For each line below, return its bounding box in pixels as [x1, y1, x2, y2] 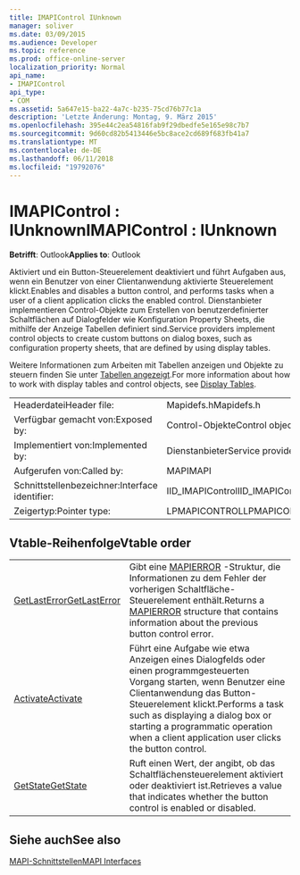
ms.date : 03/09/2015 [9, 29, 87, 38]
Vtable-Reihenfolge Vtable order [9, 535, 192, 550]
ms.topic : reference [9, 46, 87, 55]
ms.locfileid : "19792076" [9, 162, 105, 171]
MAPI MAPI [166, 465, 212, 478]
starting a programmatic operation [129, 721, 273, 733]
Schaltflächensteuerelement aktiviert [129, 769, 284, 781]
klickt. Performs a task [193, 698, 284, 711]
